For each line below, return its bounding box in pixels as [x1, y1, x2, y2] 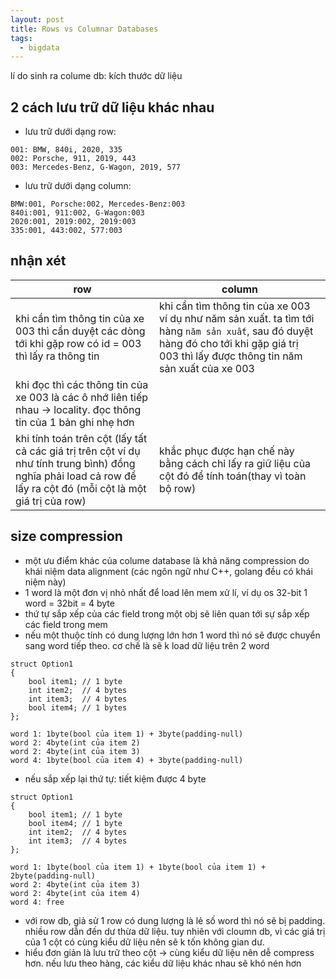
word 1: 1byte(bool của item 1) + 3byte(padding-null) [10, 729, 244, 739]
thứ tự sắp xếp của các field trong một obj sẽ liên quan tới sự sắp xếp [24, 607, 310, 620]
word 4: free [10, 897, 65, 907]
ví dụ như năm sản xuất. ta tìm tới [159, 311, 315, 325]
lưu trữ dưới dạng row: [24, 126, 117, 138]
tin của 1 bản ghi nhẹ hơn [15, 415, 135, 429]
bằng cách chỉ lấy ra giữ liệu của [159, 456, 312, 470]
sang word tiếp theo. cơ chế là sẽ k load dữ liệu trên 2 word [24, 639, 270, 651]
